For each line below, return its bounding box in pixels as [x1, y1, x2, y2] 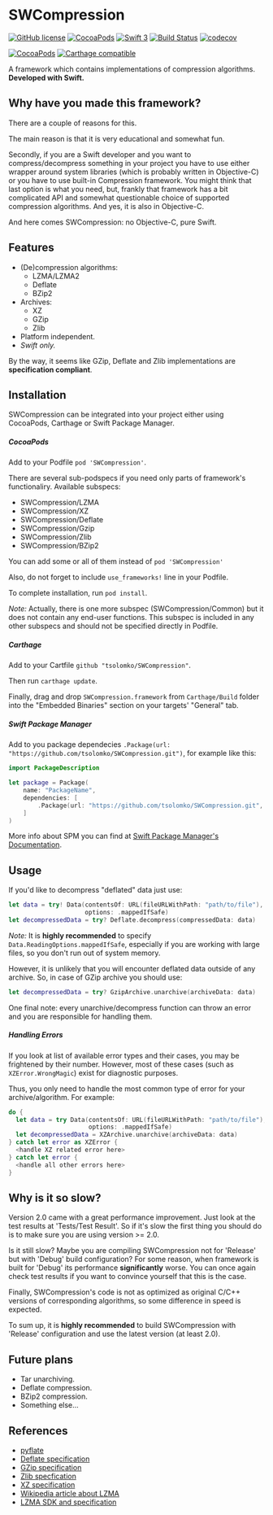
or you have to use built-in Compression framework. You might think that [8, 175, 252, 185]
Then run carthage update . [8, 676, 97, 686]
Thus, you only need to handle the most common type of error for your [8, 1084, 245, 1094]
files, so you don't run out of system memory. [8, 948, 161, 958]
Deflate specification [19, 1454, 90, 1464]
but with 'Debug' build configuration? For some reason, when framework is [8, 1255, 259, 1264]
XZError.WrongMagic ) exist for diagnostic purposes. [8, 1067, 179, 1077]
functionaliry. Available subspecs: [8, 482, 121, 491]
